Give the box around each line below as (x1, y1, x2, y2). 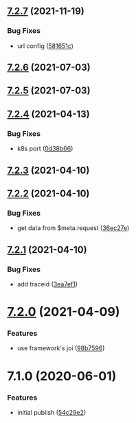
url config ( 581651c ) (16, 41, 74, 50)
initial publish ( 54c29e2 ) (16, 408, 87, 416)
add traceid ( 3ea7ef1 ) (16, 279, 78, 288)
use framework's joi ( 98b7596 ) (16, 344, 105, 352)
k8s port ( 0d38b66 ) (16, 144, 73, 153)
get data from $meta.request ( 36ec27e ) (16, 224, 130, 232)
